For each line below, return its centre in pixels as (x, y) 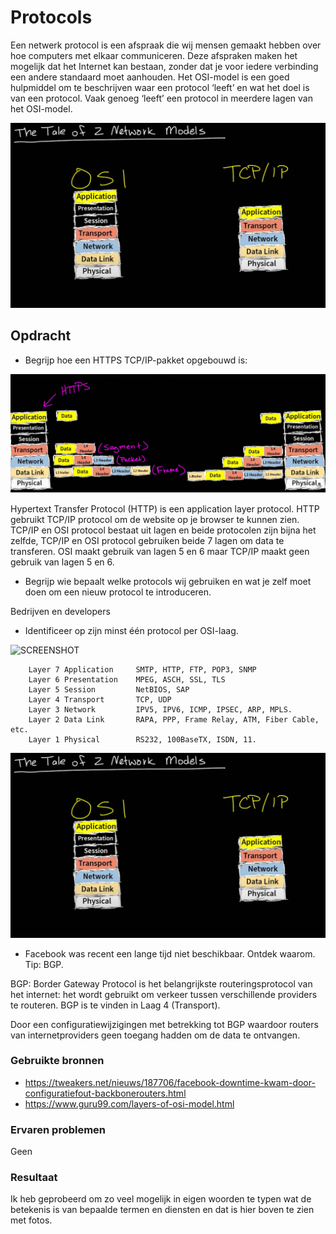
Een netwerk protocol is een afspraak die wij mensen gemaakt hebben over (166, 45)
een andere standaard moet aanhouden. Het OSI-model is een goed (150, 77)
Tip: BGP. (44, 964)
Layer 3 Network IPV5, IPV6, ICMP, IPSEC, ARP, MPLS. (160, 709)
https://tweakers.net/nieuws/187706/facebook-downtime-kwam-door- (170, 1082)
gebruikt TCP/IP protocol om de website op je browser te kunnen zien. (155, 519)
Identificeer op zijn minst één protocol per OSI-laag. (131, 630)
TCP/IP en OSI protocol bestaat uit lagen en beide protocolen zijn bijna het (163, 530)
